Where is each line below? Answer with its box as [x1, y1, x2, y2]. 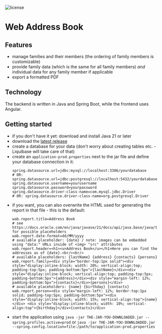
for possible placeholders [12, 229, 67, 234]
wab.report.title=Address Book [12, 216, 75, 221]
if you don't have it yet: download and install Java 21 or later [12, 133, 132, 139]
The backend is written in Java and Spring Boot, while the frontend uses [5, 101, 149, 106]
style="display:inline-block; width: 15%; [12, 297, 99, 302]
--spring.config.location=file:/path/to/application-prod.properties [12, 324, 156, 329]
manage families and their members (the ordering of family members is [12, 54, 154, 59]
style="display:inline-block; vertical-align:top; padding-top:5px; [12, 272, 153, 276]
